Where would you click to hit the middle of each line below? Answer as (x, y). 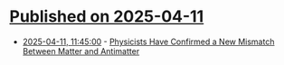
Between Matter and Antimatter (81, 51)
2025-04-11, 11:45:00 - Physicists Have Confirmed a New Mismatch (148, 42)
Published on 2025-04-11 (107, 17)
